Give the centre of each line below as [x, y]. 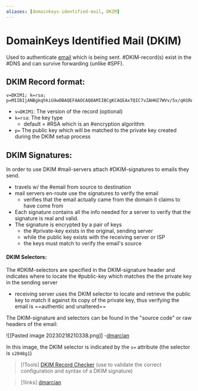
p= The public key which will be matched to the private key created [95, 130]
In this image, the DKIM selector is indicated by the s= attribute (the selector [98, 347]
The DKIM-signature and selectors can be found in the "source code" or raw [99, 318]
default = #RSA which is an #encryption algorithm [84, 124]
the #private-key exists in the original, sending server [88, 231]
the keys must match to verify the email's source [82, 244]
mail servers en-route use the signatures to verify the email [87, 193]
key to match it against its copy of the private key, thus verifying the [97, 300]
